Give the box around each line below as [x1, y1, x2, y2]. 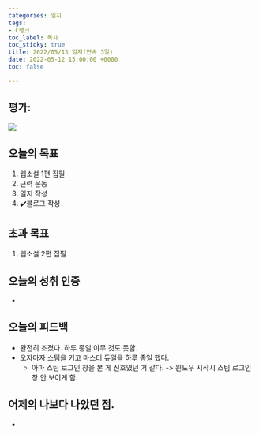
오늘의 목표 [8, 147, 59, 160]
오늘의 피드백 [8, 320, 69, 334]
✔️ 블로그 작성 [19, 199, 61, 208]
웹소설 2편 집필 [19, 249, 67, 259]
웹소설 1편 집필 [19, 169, 66, 178]
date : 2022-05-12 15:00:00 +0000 [8, 56, 118, 64]
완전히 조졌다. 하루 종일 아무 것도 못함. [19, 342, 138, 352]
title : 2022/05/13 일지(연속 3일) [8, 48, 114, 56]
